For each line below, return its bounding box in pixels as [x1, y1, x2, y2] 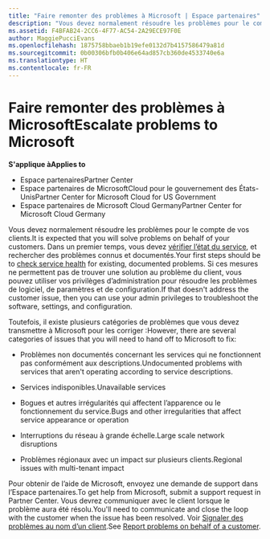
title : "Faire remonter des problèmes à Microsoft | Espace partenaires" [8, 11, 261, 20]
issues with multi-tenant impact [19, 463, 125, 472]
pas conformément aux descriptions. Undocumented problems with [19, 358, 243, 368]
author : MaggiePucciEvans [8, 34, 95, 43]
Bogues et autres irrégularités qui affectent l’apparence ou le [19, 398, 221, 407]
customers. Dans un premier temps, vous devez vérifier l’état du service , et [8, 242, 257, 251]
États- [239, 183, 260, 193]
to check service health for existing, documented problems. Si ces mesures [8, 259, 259, 268]
